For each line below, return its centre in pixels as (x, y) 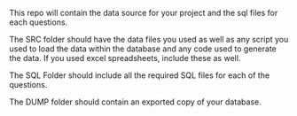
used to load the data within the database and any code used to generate (143, 49)
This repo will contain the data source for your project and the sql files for (144, 13)
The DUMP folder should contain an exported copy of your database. (135, 102)
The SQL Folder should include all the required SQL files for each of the (140, 75)
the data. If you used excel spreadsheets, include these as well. (125, 58)
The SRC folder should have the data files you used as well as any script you (149, 39)
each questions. (39, 22)
